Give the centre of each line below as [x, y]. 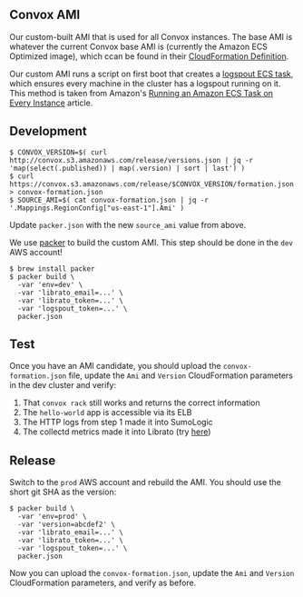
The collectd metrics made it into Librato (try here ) [117, 432]
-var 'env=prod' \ [53, 517]
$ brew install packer [52, 269]
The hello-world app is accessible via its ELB [107, 413]
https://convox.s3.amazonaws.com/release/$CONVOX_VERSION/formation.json [152, 184]
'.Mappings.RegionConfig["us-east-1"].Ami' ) [97, 208]
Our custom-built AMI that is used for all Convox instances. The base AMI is [151, 36]
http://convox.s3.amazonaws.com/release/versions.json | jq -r [132, 160]
